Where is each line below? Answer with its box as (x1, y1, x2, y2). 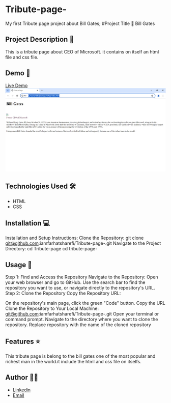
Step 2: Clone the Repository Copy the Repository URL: (5, 290, 121, 296)
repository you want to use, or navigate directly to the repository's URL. (5, 285, 155, 291)
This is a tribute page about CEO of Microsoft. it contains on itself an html (5, 48, 159, 54)
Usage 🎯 (5, 261, 32, 269)
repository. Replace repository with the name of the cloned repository (5, 322, 151, 328)
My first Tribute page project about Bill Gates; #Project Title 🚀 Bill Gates (5, 20, 155, 26)
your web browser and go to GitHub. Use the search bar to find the (5, 279, 146, 285)
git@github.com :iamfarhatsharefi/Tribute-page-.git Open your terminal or (5, 311, 159, 317)
